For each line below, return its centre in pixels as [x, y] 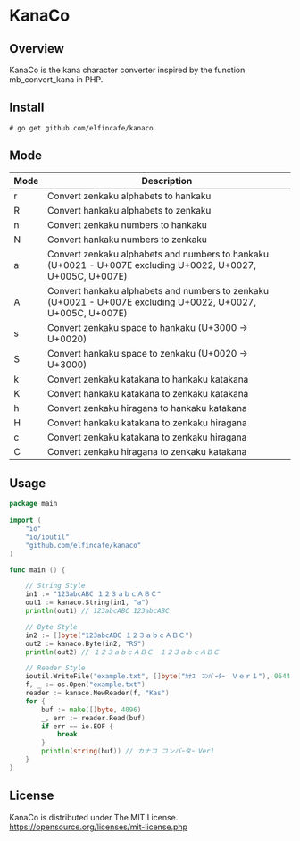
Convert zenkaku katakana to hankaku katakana [148, 379]
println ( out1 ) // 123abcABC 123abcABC [97, 611]
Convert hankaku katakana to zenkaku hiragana [147, 423]
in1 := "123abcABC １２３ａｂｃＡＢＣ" [93, 594]
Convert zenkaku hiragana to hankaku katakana [147, 408]
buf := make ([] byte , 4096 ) [92, 710]
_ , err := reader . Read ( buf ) [93, 718]
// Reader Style [56, 668]
